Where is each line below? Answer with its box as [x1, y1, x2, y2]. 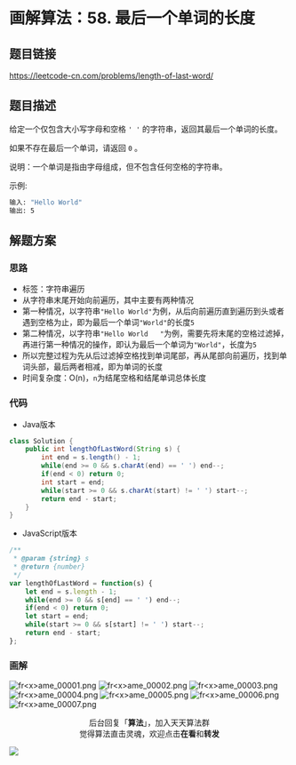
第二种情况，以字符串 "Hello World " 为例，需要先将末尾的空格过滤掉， [21, 328, 289, 339]
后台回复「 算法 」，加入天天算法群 [88, 717, 211, 729]
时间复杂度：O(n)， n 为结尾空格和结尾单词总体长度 [21, 372, 207, 383]
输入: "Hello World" [9, 197, 83, 207]
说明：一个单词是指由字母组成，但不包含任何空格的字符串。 [9, 161, 228, 171]
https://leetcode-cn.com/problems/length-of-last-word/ [9, 70, 214, 81]
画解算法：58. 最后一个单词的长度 [9, 8, 256, 28]
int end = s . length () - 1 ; [41, 453, 141, 462]
